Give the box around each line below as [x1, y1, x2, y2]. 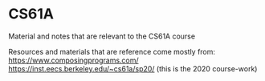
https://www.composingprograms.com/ [8, 55, 139, 65]
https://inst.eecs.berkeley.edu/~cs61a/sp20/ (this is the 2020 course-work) [8, 63, 258, 73]
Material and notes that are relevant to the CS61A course [8, 31, 195, 41]
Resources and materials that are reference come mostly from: [8, 47, 215, 56]
